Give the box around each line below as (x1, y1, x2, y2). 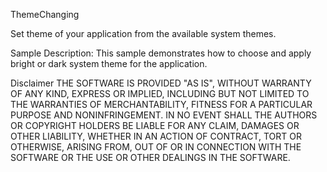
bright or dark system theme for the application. (10, 58, 208, 69)
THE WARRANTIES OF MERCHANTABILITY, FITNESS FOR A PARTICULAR (10, 99, 313, 110)
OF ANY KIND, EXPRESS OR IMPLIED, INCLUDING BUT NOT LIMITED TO (10, 88, 310, 99)
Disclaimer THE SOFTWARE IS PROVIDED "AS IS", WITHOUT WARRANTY (10, 77, 312, 89)
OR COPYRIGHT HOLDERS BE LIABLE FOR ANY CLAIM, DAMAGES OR (10, 120, 300, 131)
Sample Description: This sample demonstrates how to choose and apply (10, 47, 312, 59)
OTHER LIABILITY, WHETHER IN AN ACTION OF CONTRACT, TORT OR (10, 130, 302, 142)
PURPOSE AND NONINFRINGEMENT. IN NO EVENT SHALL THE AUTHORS (10, 109, 318, 121)
